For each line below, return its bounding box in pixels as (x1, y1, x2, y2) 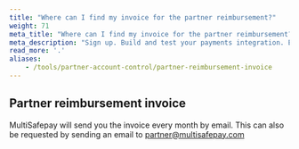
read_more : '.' (9, 46, 66, 55)
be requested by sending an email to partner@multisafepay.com (9, 128, 245, 139)
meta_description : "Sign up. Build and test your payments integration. (9, 37, 285, 47)
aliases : (9, 54, 42, 63)
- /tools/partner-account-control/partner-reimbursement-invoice (25, 63, 273, 72)
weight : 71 (9, 21, 50, 30)
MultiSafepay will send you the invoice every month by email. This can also (9, 120, 285, 130)
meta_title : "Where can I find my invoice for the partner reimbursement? (9, 29, 293, 38)
